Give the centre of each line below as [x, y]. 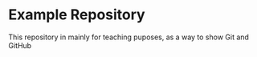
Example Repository [77, 15]
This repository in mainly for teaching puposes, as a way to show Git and [128, 37]
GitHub [20, 45]
